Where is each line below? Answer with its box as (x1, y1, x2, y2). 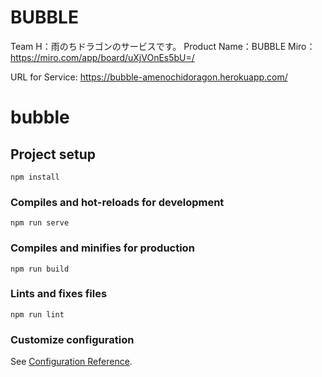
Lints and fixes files (10, 287, 108, 301)
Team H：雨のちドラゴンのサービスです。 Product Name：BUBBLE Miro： (10, 40, 316, 52)
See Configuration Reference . (10, 356, 133, 368)
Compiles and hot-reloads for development (10, 195, 225, 209)
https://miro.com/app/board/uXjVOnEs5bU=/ (10, 51, 195, 63)
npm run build (10, 264, 70, 274)
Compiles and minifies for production (10, 241, 195, 255)
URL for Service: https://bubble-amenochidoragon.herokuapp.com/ (10, 71, 288, 83)
